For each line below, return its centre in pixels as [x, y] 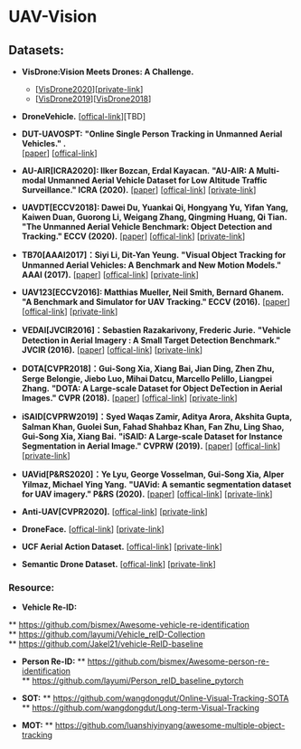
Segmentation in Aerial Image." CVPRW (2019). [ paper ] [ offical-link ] [151, 446]
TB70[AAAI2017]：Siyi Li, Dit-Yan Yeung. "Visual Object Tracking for [154, 255]
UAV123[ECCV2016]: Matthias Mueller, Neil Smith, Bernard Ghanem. [153, 292]
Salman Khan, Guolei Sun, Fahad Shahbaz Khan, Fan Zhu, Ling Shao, [153, 427]
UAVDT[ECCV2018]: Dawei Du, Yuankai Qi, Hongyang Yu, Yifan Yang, [155, 207]
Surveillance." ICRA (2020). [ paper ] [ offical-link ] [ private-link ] [139, 190]
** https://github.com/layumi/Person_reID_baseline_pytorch [132, 681]
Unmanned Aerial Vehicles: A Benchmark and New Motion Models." [151, 265]
